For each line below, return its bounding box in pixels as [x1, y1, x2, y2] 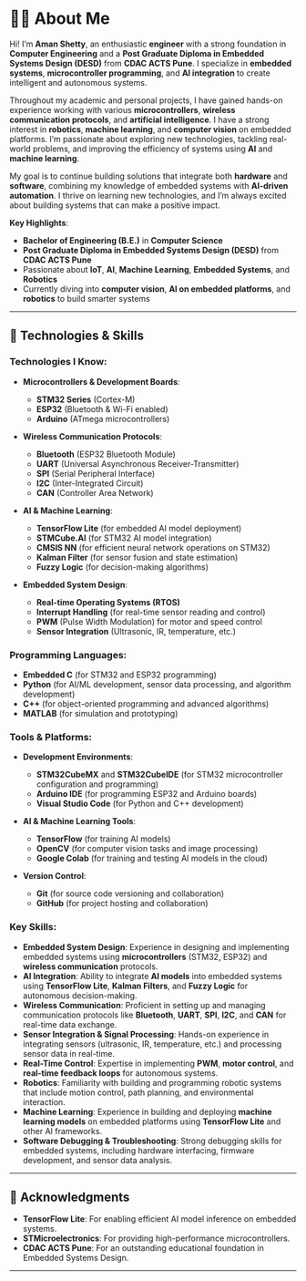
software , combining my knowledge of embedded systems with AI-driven [9, 180, 289, 191]
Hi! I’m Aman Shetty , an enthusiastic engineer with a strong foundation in [9, 38, 287, 49]
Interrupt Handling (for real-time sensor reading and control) [36, 606, 266, 617]
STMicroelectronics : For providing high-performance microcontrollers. [22, 1233, 291, 1244]
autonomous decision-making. [22, 989, 138, 1001]
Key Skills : [9, 921, 57, 934]
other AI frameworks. [22, 1125, 103, 1136]
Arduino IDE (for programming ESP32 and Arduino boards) [36, 789, 258, 800]
